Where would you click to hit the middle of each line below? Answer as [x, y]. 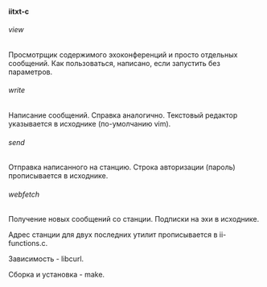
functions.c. [28, 243]
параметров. [31, 72]
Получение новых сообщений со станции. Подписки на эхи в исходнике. [134, 219]
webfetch [24, 194]
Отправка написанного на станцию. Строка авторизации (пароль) [122, 167]
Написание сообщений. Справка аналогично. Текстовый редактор [123, 115]
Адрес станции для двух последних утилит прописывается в [113, 235]
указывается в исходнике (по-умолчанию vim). [90, 124]
